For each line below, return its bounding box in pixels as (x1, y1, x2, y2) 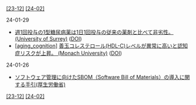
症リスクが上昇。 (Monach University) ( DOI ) (14, 50, 123, 57)
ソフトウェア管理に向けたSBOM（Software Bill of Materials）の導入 (14, 74, 179, 80)
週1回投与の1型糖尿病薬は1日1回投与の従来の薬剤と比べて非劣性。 (14, 29, 174, 35)
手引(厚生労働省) (25, 81, 66, 88)
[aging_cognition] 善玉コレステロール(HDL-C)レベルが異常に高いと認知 (14, 42, 188, 49)
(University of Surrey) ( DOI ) (14, 35, 82, 42)
